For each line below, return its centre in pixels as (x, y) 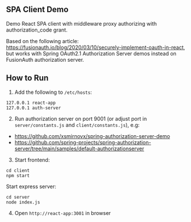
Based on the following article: (43, 41)
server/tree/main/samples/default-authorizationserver (79, 149)
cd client (18, 170)
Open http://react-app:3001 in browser (63, 213)
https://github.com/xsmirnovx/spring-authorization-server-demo (92, 136)
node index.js (23, 202)
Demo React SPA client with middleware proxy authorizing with (82, 23)
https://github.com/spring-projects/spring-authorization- (83, 142)
